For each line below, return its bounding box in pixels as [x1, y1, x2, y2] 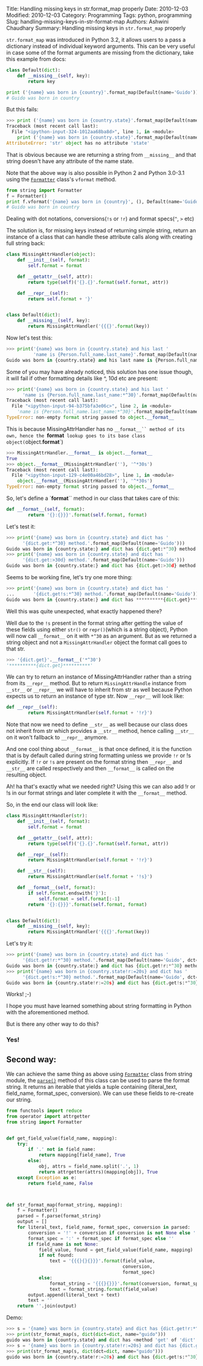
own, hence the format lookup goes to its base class [6, 432, 146, 439]
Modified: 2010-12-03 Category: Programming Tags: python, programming [6, 11, 192, 19]
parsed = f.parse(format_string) [17, 1213, 101, 1219]
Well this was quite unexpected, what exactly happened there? [6, 608, 162, 615]
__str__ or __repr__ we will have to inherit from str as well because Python [6, 686, 192, 694]
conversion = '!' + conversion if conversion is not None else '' [28, 1230, 199, 1236]
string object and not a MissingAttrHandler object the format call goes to [6, 639, 187, 646]
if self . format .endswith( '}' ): [28, 890, 107, 896]
